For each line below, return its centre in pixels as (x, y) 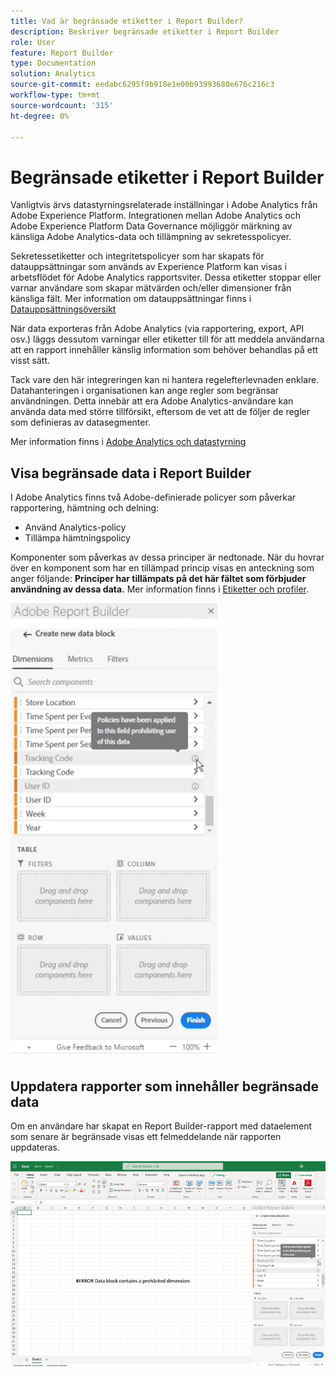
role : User (33, 42)
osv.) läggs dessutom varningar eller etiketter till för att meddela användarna (167, 339)
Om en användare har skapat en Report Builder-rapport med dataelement (161, 1126)
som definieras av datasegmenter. (80, 422)
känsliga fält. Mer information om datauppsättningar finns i (131, 299)
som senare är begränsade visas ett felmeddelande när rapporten (146, 1136)
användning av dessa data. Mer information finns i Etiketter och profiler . (160, 589)
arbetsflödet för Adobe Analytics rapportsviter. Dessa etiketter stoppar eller (166, 277)
